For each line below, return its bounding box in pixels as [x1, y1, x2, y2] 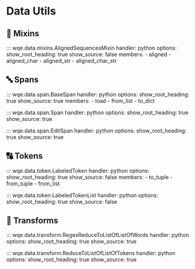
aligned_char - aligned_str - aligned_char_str [6, 57, 117, 64]
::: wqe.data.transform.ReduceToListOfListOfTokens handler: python [6, 250, 176, 257]
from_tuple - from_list [6, 180, 60, 187]
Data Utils [6, 4, 56, 18]
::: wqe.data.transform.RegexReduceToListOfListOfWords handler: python [6, 232, 189, 239]
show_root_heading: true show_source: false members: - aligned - [6, 51, 171, 58]
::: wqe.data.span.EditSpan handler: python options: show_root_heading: [6, 127, 187, 134]
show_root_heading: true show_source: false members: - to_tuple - [6, 173, 173, 181]
